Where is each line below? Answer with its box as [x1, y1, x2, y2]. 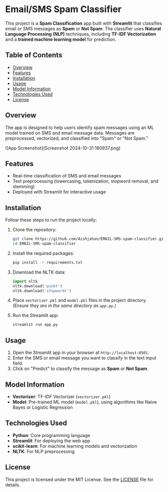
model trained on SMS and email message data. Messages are [5, 130, 135, 136]
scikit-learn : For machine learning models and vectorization [12, 443, 137, 449]
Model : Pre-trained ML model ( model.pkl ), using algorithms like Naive [12, 399, 157, 405]
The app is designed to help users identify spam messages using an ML [5, 125, 154, 131]
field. [12, 360, 24, 366]
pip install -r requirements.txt [12, 260, 83, 265]
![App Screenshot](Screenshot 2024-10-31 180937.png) [5, 145, 121, 151]
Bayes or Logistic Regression [12, 404, 73, 410]
